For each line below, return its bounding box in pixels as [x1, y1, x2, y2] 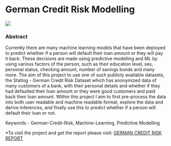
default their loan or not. [5, 110, 56, 116]
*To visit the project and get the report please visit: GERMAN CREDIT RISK [5, 130, 162, 136]
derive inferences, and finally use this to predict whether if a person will [5, 105, 156, 111]
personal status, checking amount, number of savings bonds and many [5, 67, 155, 73]
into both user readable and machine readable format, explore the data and [5, 99, 163, 106]
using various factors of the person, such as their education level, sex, [5, 61, 153, 67]
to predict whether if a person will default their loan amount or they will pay [5, 50, 163, 56]
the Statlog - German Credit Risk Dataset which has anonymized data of [5, 77, 157, 84]
